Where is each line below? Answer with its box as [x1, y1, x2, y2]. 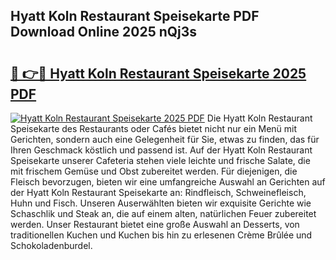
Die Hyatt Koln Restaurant [206, 112, 313, 124]
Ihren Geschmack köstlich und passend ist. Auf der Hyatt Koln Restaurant [10, 144, 313, 156]
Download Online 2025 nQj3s [10, 24, 198, 41]
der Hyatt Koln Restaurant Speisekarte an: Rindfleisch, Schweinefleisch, [10, 187, 307, 198]
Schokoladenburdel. [10, 240, 93, 251]
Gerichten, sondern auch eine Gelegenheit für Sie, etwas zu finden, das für [10, 134, 320, 145]
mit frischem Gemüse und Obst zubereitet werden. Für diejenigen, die [10, 165, 298, 177]
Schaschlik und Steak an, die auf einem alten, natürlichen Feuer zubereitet [10, 208, 317, 219]
